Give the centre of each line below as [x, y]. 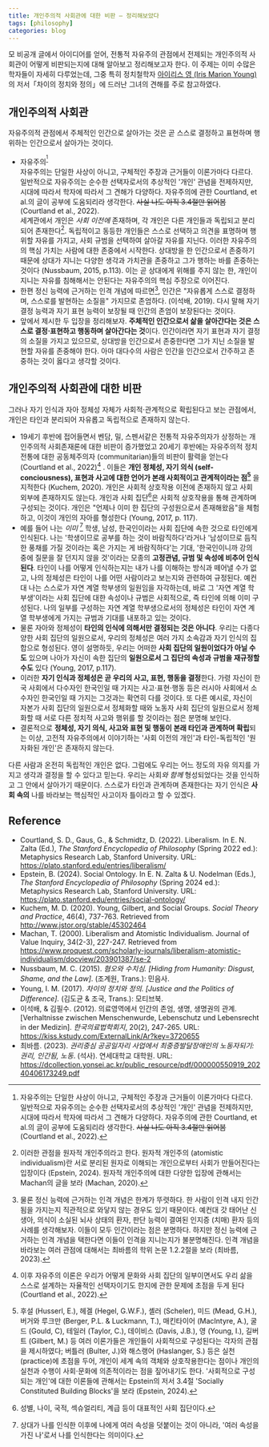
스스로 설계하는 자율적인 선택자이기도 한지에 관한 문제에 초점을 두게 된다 [132, 1285]
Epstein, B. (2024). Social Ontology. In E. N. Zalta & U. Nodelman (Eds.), [138, 874]
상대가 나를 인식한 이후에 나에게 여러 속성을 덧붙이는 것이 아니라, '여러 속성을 [139, 1425]
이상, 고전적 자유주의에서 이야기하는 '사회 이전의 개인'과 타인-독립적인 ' [139, 738]
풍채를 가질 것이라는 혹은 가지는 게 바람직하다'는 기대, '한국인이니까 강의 [141, 548]
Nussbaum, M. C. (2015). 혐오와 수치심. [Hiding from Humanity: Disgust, [137, 969]
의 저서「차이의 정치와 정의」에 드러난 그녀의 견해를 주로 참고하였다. [115, 84]
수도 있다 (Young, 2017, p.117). [68, 668]
